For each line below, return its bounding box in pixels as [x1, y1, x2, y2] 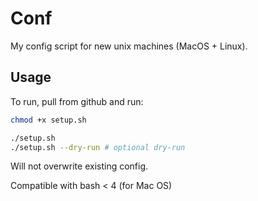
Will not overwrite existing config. [10, 160, 149, 172]
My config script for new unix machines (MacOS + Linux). [10, 40, 248, 52]
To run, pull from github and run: [10, 95, 144, 107]
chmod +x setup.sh [10, 115, 87, 125]
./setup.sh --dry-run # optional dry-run [10, 142, 186, 152]
